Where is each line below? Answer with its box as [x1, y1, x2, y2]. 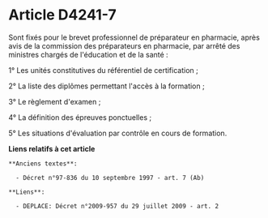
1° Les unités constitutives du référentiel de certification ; [8, 65, 198, 75]
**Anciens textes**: [8, 160, 79, 168]
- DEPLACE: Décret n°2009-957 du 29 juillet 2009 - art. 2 [15, 202, 219, 210]
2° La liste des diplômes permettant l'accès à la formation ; [8, 81, 205, 91]
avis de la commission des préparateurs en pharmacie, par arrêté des [8, 41, 240, 50]
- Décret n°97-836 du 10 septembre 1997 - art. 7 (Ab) [15, 173, 205, 182]
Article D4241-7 [8, 6, 117, 24]
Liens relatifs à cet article [8, 143, 96, 153]
